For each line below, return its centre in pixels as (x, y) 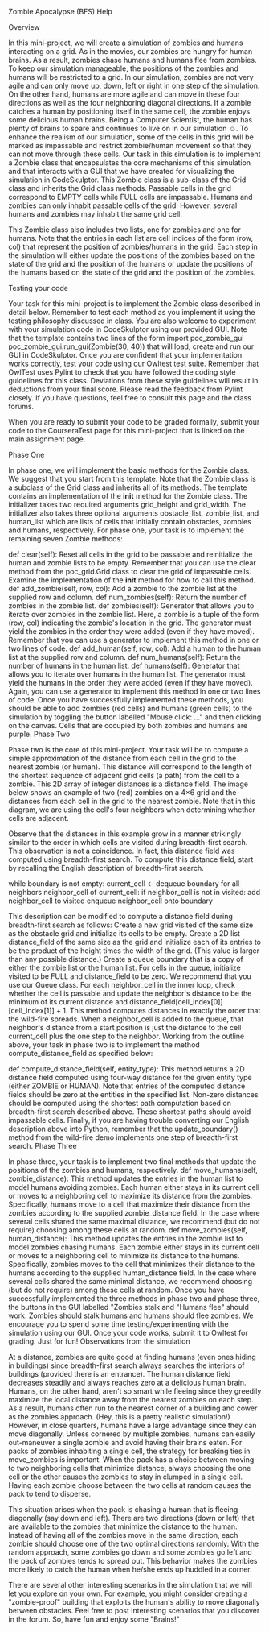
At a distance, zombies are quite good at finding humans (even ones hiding (132, 1357)
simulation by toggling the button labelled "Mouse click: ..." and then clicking (135, 717)
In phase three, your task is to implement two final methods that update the (132, 1162)
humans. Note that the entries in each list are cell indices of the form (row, (131, 238)
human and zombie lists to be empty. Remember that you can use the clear (132, 563)
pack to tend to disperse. (50, 1494)
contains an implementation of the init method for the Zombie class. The (128, 496)
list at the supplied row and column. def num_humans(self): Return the (124, 657)
